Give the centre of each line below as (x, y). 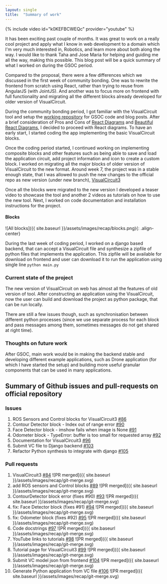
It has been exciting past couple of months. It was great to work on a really (82, 39)
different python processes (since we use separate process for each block (82, 320)
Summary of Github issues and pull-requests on (82, 386)
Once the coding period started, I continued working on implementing (77, 148)
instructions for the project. (33, 205)
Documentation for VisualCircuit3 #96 (52, 440)
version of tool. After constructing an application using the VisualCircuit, (79, 294)
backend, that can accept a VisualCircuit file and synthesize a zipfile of (78, 249)
